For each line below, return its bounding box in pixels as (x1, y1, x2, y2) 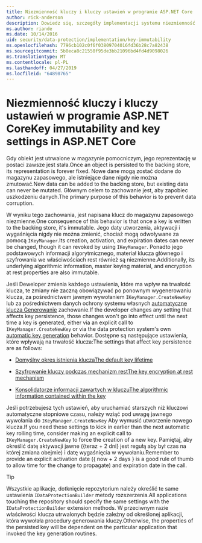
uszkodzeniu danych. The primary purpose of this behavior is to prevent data (6, 193, 197, 201)
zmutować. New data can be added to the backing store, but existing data (6, 180, 189, 187)
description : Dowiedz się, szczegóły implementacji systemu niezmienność (6, 20, 196, 26)
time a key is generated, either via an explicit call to (6, 319, 134, 326)
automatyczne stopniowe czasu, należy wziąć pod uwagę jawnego (6, 410, 172, 418)
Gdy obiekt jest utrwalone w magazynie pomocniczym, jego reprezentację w (6, 155, 197, 162)
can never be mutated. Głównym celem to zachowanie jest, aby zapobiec (6, 187, 188, 194)
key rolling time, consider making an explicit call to (6, 430, 131, 437)
